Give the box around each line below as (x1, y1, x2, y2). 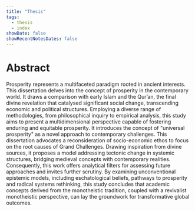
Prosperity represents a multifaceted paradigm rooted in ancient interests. (6, 81, 186, 88)
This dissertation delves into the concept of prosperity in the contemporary (6, 86, 189, 94)
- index (11, 25, 31, 31)
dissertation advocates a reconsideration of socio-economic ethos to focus (6, 136, 189, 144)
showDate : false (6, 31, 46, 36)
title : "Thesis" (6, 8, 46, 15)
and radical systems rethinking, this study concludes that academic (6, 180, 170, 187)
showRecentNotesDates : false (6, 36, 78, 42)
